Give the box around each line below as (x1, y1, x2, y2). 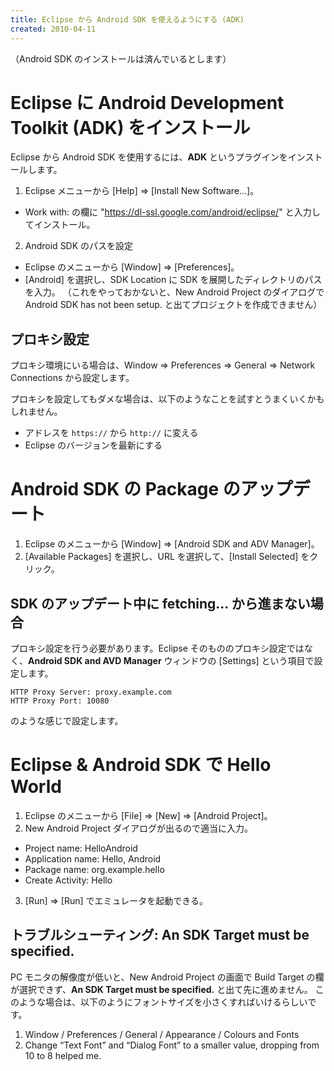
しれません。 (10, 406, 63, 418)
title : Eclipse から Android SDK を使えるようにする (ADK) (10, 14, 245, 25)
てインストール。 (24, 219, 96, 231)
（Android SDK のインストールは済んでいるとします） (10, 52, 232, 65)
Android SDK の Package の (10, 478, 241, 501)
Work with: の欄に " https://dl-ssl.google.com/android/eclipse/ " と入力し (24, 206, 321, 218)
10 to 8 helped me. (24, 1049, 102, 1061)
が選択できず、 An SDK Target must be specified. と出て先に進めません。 (10, 983, 313, 995)
